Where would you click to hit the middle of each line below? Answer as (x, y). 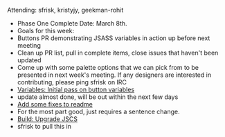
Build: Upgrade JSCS (47, 119)
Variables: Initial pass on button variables (76, 90)
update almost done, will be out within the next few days (98, 97)
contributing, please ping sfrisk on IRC (72, 82)
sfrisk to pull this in (44, 126)
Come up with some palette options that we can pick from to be (108, 67)
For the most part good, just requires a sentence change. (98, 111)
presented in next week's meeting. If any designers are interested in (114, 75)
